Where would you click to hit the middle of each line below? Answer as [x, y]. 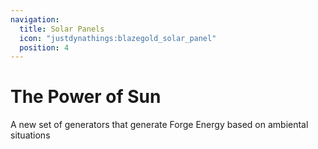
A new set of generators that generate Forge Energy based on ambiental [159, 125]
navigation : [35, 19]
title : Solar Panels [62, 29]
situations [30, 135]
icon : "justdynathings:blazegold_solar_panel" [118, 38]
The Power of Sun [86, 97]
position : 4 [44, 47]
